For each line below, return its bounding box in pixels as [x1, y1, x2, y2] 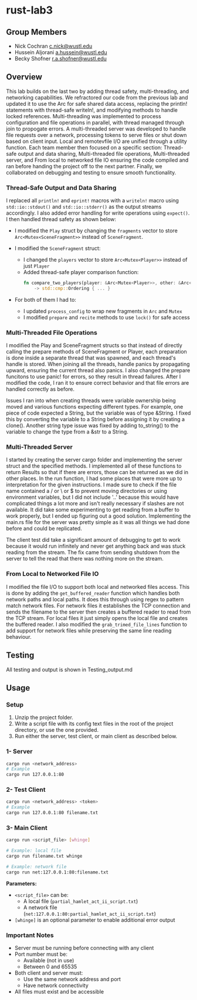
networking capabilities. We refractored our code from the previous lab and [6, 94, 189, 101]
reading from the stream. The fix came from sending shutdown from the [6, 549, 180, 556]
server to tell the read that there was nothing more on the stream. [6, 555, 164, 562]
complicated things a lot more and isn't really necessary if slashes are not [6, 500, 184, 507]
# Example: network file [6, 864, 67, 870]
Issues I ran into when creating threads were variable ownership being [6, 397, 176, 404]
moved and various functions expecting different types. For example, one [6, 404, 184, 411]
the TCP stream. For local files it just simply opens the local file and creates [6, 614, 188, 621]
